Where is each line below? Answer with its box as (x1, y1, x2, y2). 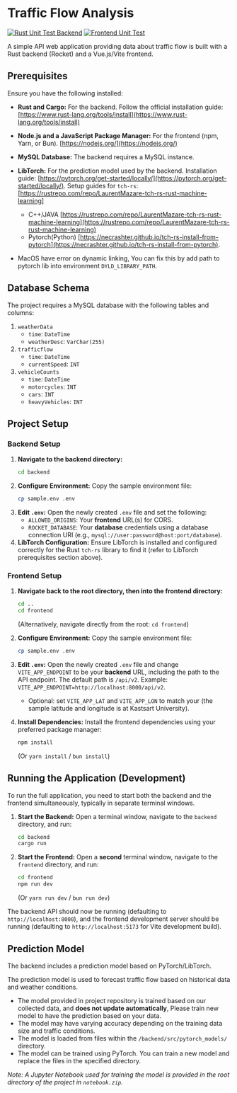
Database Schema (7, 282, 90, 294)
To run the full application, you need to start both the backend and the (7, 791, 212, 799)
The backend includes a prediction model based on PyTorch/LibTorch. (7, 961, 212, 970)
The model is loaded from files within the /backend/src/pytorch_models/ (17, 1034, 228, 1042)
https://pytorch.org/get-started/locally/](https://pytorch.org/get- (40, 173, 227, 182)
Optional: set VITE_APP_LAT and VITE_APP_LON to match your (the (28, 696, 214, 705)
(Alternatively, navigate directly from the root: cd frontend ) (17, 620, 189, 629)
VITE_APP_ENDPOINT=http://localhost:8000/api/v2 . (17, 682, 166, 691)
